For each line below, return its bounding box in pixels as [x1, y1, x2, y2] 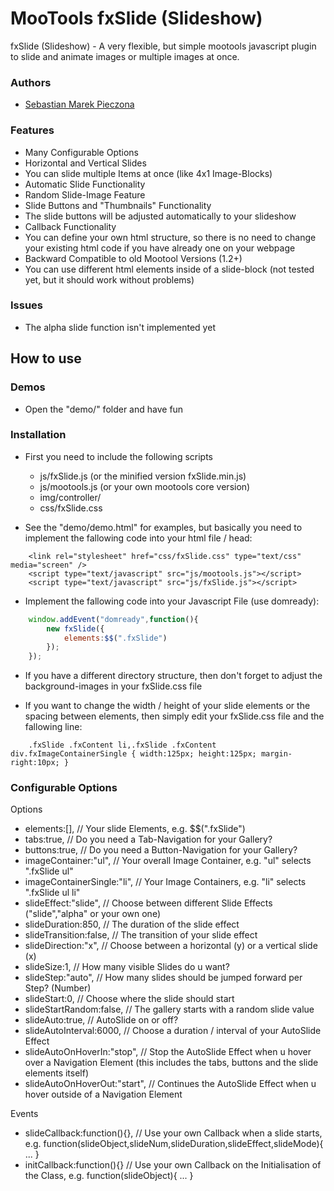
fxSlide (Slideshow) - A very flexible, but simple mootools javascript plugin [10, 40, 317, 52]
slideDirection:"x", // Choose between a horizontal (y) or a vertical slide [24, 940, 318, 952]
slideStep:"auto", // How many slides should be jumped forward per [24, 972, 303, 984]
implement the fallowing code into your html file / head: [24, 532, 253, 544]
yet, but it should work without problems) [24, 273, 195, 286]
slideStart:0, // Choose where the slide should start [24, 993, 235, 1005]
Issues [10, 298, 44, 312]
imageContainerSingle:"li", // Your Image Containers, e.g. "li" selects [24, 876, 307, 888]
